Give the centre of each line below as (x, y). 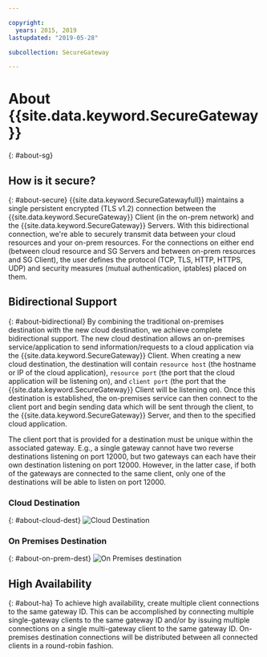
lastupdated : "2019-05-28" (53, 38)
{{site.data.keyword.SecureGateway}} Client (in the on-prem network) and (131, 217)
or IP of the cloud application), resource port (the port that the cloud (121, 372)
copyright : (26, 22)
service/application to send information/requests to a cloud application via (131, 347)
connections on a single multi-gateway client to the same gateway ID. (123, 629)
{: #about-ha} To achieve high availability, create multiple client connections (134, 603)
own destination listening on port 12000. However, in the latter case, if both (132, 465)
